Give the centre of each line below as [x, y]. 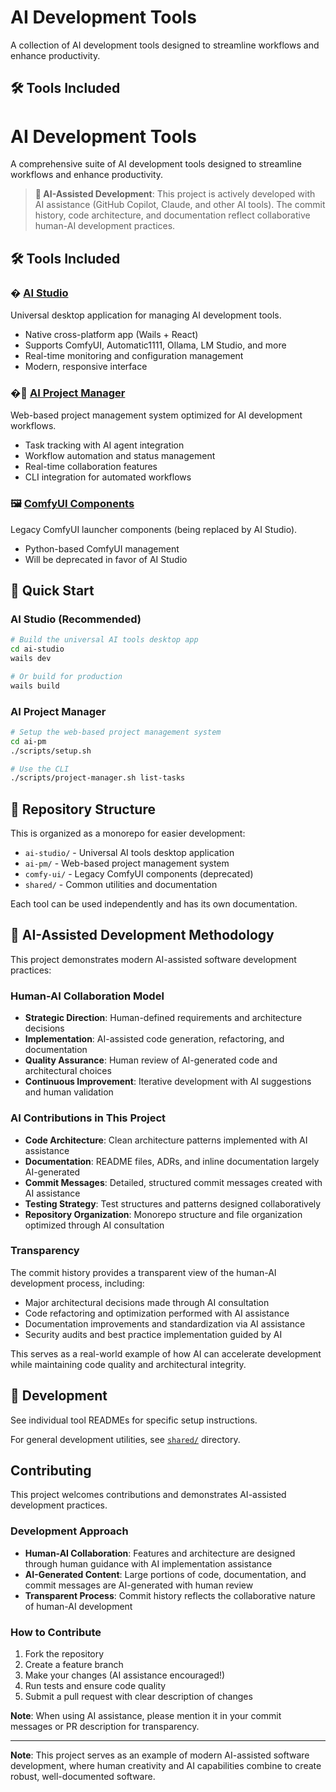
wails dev [31, 658]
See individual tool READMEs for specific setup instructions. [134, 1420]
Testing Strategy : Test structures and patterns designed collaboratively [173, 1203]
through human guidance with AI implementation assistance [148, 1563]
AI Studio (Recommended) [76, 619]
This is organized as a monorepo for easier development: [128, 833]
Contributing [51, 1470]
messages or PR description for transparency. [105, 1727]
